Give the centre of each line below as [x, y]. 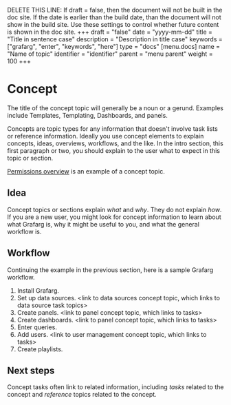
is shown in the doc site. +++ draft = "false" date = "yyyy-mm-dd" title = [110, 32]
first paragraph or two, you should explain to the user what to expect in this [113, 150]
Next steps [31, 370]
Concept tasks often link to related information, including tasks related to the [115, 387]
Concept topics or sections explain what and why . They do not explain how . [114, 209]
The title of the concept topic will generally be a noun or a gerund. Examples [115, 108]
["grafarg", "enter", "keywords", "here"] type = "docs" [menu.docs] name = [114, 46]
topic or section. [30, 158]
